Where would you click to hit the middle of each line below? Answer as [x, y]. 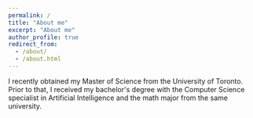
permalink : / [29, 15]
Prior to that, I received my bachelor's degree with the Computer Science [126, 89]
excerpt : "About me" [42, 30]
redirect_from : [33, 45]
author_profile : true [44, 37]
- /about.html [38, 59]
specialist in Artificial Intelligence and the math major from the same [118, 98]
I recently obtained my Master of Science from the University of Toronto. [126, 81]
